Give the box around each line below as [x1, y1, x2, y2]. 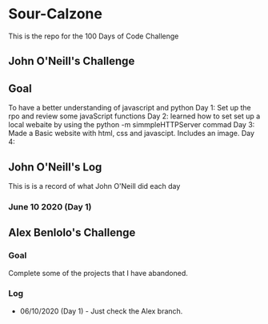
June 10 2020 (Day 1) [8, 201, 92, 212]
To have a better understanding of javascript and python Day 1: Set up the [8, 103, 251, 113]
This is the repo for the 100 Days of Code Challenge [8, 31, 179, 41]
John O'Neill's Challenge [8, 54, 135, 68]
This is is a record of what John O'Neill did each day [8, 181, 181, 190]
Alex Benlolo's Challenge [8, 226, 136, 240]
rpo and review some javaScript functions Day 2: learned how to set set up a [8, 111, 261, 121]
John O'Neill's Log [8, 160, 102, 174]
